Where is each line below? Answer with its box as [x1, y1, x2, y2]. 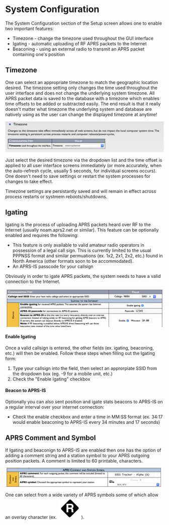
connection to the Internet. [5, 278, 60, 284]
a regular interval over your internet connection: [5, 404, 105, 410]
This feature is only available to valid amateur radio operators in [12, 242, 145, 248]
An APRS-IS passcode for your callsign [12, 263, 94, 269]
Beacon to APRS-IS [5, 388, 46, 394]
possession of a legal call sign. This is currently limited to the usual [12, 247, 151, 253]
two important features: [5, 25, 54, 31]
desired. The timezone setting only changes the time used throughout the [5, 85, 157, 91]
